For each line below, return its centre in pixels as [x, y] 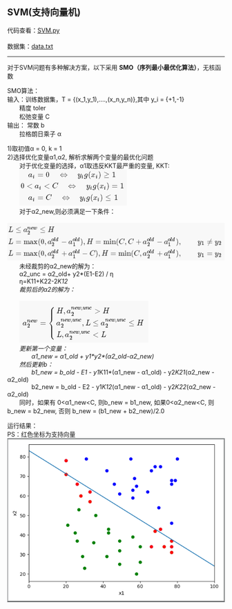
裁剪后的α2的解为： [48, 289]
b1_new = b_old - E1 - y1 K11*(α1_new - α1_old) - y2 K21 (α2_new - [123, 372]
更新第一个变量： [43, 348]
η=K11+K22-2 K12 [44, 281]
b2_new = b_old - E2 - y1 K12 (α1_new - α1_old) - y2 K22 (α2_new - [124, 387]
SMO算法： [23, 90]
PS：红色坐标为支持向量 [41, 434]
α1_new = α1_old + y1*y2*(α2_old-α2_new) [93, 356]
